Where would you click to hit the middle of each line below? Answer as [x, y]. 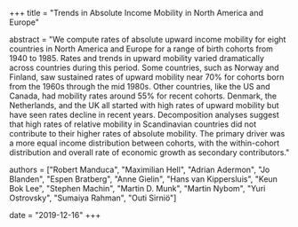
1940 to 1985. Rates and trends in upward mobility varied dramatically [137, 58]
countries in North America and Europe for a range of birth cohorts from [141, 49]
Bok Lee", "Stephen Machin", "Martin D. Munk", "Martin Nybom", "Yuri [137, 188]
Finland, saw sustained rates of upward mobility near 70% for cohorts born [147, 77]
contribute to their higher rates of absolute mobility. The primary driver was [147, 133]
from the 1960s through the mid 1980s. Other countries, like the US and [140, 86]
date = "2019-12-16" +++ [55, 215]
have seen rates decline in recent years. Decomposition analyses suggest [145, 115]
